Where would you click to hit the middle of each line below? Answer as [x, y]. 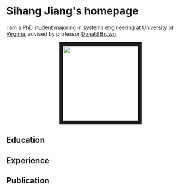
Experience [28, 160]
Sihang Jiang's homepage [72, 11]
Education [26, 140]
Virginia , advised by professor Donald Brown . [62, 33]
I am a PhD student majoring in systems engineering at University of [90, 27]
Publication [28, 181]
